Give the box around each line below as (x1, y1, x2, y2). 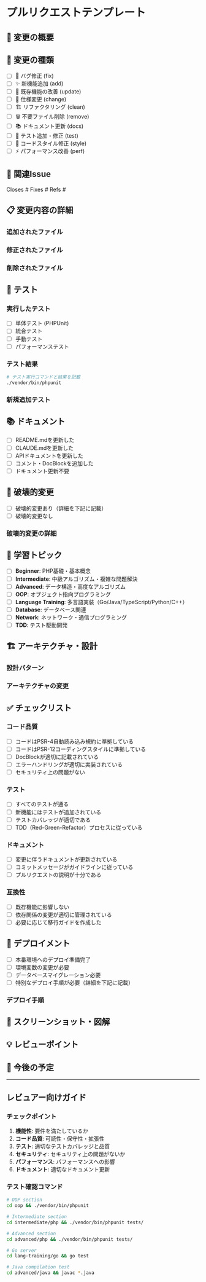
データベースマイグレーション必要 (15, 971, 101, 978)
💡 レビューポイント (6, 1039, 78, 1050)
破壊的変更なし (15, 512, 53, 519)
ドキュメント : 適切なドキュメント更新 (15, 1165, 110, 1173)
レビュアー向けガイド (6, 1092, 87, 1103)
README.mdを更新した (15, 436, 75, 444)
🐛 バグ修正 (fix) (15, 72, 54, 80)
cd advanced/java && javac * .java (6, 1270, 95, 1276)
